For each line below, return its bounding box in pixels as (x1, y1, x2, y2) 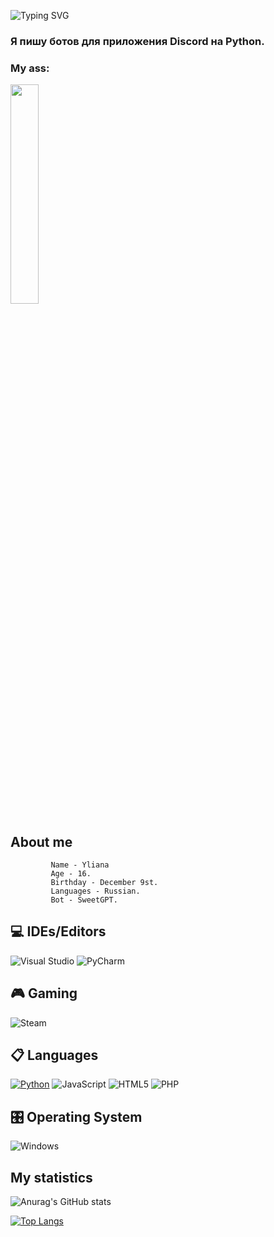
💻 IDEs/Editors (10, 923, 107, 940)
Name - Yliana (50, 860, 110, 870)
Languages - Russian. (50, 886, 141, 897)
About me (10, 833, 73, 850)
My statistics (10, 1169, 93, 1186)
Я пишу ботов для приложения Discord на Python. (10, 34, 265, 48)
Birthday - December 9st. (50, 878, 159, 888)
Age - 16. (50, 869, 92, 879)
